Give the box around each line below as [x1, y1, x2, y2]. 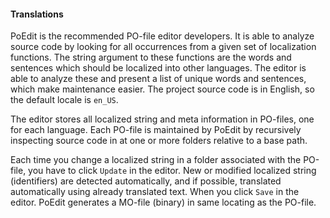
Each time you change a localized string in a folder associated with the [10, 154, 302, 166]
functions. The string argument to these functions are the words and [10, 51, 292, 64]
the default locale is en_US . [10, 94, 119, 106]
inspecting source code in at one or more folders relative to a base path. [10, 135, 308, 147]
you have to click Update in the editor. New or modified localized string [28, 165, 317, 177]
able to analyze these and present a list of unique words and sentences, [10, 73, 307, 85]
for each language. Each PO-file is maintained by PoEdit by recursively [10, 124, 302, 136]
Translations [10, 8, 64, 20]
